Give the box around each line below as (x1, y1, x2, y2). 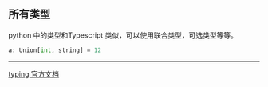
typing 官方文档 (8, 69, 60, 78)
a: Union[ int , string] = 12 (8, 46, 102, 54)
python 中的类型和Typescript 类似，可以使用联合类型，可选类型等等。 (8, 30, 238, 40)
